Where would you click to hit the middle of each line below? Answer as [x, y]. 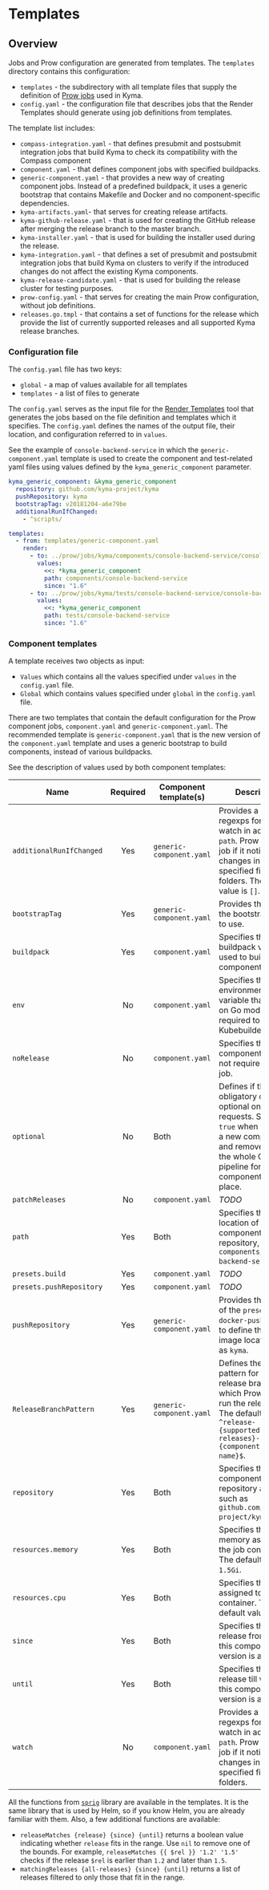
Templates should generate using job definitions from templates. [126, 112]
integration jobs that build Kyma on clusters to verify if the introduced [134, 263]
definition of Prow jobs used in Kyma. [81, 95]
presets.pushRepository [58, 1287]
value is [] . [239, 891]
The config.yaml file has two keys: [65, 369]
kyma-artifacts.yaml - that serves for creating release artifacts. [124, 212]
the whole [237, 1157]
